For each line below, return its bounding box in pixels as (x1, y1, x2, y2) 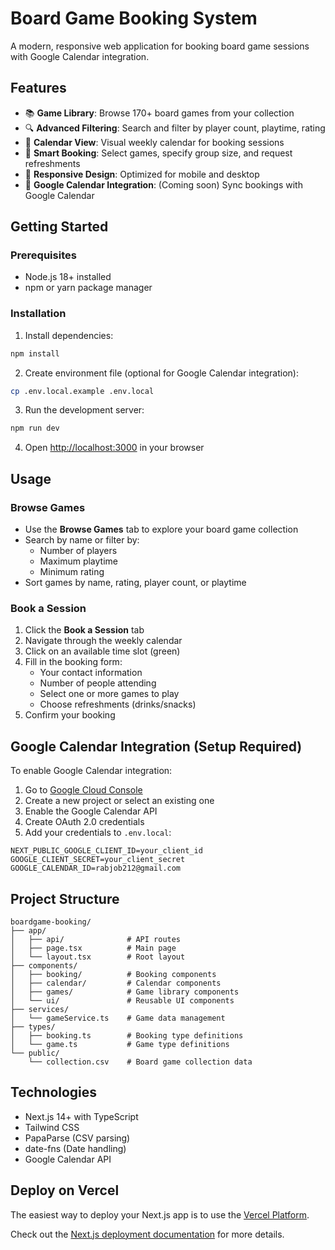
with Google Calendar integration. (10, 50, 150, 62)
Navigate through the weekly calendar (24, 635, 183, 647)
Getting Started (10, 218, 109, 236)
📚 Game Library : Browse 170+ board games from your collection (24, 107, 295, 119)
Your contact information (39, 667, 143, 679)
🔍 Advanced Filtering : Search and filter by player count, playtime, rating (24, 122, 326, 134)
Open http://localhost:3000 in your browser (24, 442, 205, 454)
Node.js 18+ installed (24, 271, 112, 283)
